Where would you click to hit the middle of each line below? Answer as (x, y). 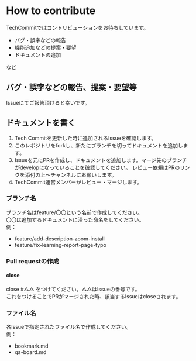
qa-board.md (30, 352)
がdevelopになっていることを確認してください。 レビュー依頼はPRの (97, 167)
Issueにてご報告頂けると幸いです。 (48, 102)
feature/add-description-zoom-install (60, 239)
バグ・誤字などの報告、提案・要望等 (71, 87)
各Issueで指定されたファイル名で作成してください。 (69, 327)
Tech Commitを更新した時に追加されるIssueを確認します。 (85, 138)
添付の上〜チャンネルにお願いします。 (71, 174)
